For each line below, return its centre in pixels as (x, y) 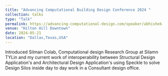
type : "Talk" (19, 19)
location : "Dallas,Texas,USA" (37, 38)
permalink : (16, 24)
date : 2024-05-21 (23, 33)
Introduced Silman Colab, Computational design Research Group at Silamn (82, 52)
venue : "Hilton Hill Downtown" (38, 28)
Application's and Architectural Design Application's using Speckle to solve (82, 62)
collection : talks (24, 14)
